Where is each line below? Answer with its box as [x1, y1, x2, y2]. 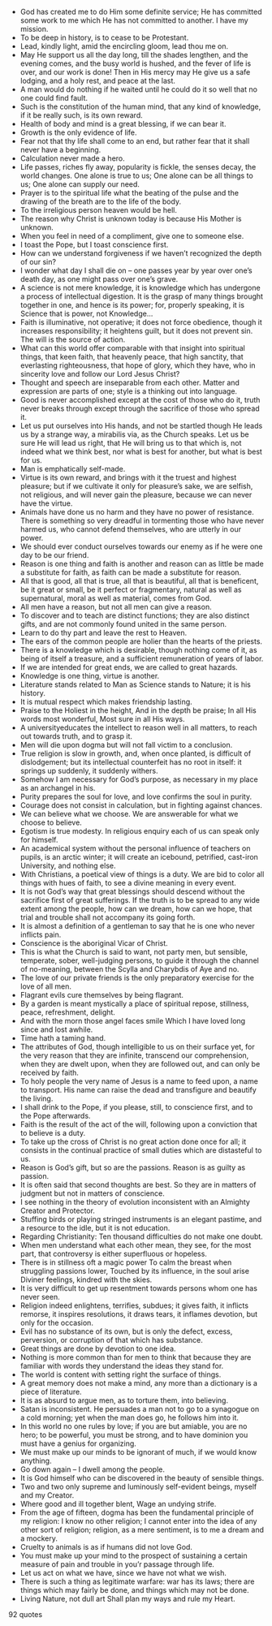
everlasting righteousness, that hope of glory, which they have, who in [19, 360, 256, 370]
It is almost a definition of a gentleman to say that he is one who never [19, 921, 255, 930]
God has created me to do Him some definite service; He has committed [19, 7, 262, 16]
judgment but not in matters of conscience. [19, 1188, 165, 1198]
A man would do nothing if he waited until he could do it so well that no [19, 84, 258, 94]
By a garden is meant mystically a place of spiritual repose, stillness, [19, 998, 249, 1008]
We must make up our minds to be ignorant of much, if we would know [19, 1447, 257, 1456]
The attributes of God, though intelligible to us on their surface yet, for [19, 1042, 255, 1051]
